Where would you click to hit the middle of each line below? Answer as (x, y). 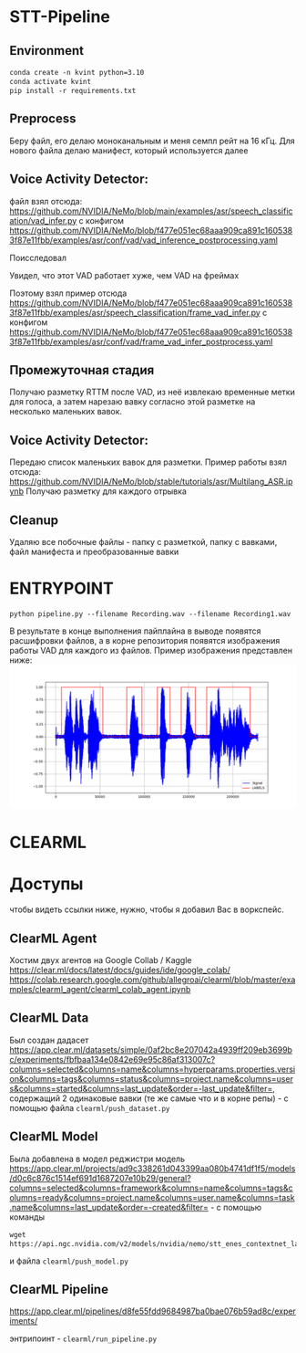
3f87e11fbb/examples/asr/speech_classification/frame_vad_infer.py (135, 312)
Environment (47, 51)
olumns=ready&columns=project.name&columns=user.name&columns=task (152, 1197)
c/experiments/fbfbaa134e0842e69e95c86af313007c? (112, 1059)
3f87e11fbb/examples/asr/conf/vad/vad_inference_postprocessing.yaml (143, 240)
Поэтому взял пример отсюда (68, 293)
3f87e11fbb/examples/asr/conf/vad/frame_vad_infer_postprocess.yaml (141, 341)
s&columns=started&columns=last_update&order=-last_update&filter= (141, 1088)
